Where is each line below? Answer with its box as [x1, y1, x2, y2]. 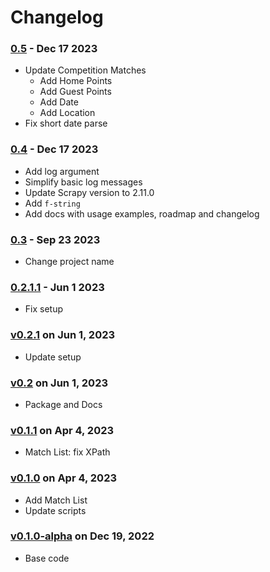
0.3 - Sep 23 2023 [10, 232, 101, 246]
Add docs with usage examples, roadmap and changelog [24, 207, 260, 220]
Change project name [24, 256, 115, 268]
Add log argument [24, 165, 100, 177]
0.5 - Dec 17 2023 [10, 42, 98, 56]
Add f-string [24, 197, 81, 209]
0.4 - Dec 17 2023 [10, 142, 99, 156]
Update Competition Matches [24, 64, 147, 76]
